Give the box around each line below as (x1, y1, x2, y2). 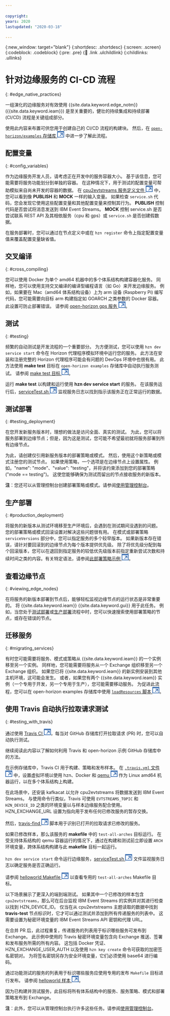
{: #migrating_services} (5, 645, 54, 651)
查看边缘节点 (5, 572, 46, 580)
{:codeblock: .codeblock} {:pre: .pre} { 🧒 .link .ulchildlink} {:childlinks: (5, 50, 148, 56)
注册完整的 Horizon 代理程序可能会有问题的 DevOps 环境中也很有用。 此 (14, 356, 164, 362)
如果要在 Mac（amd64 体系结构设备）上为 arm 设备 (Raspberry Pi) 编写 (14, 289, 163, 295)
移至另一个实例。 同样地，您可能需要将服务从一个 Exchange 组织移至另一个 (5, 662, 163, 668)
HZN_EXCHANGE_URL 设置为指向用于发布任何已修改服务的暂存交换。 (5, 808, 151, 814)
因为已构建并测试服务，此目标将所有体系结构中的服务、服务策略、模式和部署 (5, 988, 165, 994)
